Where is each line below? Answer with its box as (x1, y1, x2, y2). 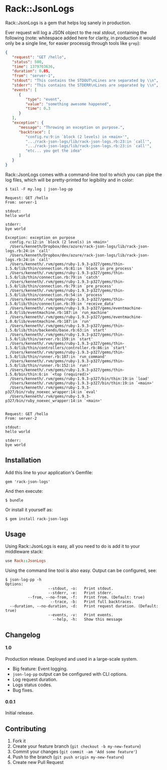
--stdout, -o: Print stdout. (48, 586, 114, 591)
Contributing (5, 724, 46, 733)
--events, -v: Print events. (48, 613, 114, 618)
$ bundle (5, 497, 24, 503)
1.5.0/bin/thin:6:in (5, 371, 49, 377)
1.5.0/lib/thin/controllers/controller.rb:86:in (5, 345, 109, 350)
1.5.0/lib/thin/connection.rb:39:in (5, 301, 82, 306)
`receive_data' (83, 301, 116, 306)
